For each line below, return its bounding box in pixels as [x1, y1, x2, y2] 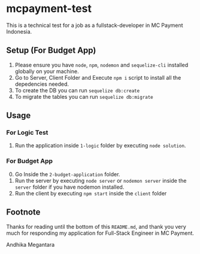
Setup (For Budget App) [6, 46, 96, 56]
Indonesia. [6, 28, 32, 35]
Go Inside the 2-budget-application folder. [14, 170, 120, 178]
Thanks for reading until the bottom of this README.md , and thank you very [6, 223, 187, 230]
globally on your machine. [14, 68, 79, 75]
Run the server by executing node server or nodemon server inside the [14, 177, 187, 184]
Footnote [6, 207, 41, 217]
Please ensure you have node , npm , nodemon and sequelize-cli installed [14, 61, 189, 68]
